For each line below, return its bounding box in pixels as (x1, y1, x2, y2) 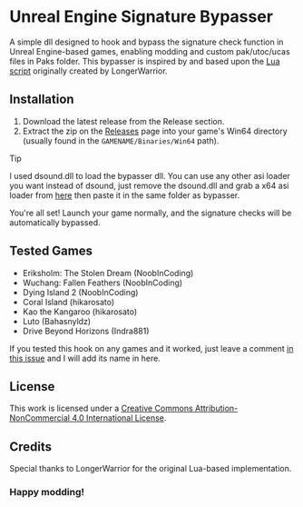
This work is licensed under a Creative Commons (9, 403, 193, 414)
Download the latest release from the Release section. (22, 115, 225, 126)
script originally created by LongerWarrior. (9, 65, 168, 76)
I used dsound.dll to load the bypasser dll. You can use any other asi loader (9, 170, 290, 181)
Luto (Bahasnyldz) (22, 315, 92, 326)
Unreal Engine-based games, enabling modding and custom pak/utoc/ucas (9, 45, 290, 56)
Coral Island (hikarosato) (22, 296, 115, 307)
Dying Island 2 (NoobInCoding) (22, 286, 139, 297)
